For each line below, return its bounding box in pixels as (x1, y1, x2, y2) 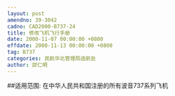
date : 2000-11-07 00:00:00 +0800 (7, 36, 104, 43)
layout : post (7, 10, 45, 17)
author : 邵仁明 (7, 61, 48, 68)
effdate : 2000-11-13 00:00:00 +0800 (7, 42, 113, 49)
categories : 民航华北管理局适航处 (7, 55, 96, 62)
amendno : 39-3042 (7, 17, 57, 23)
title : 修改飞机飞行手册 (7, 29, 71, 37)
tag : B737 (7, 49, 36, 56)
